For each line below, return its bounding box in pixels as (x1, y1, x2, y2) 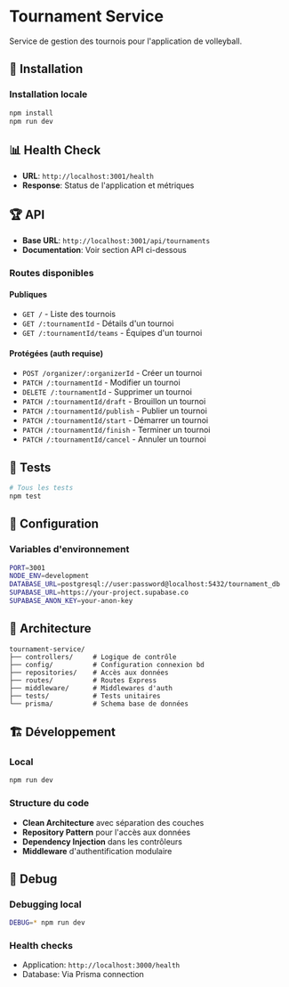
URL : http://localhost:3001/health (21, 171, 154, 182)
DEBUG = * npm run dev (9, 918, 86, 927)
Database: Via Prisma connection (21, 969, 145, 980)
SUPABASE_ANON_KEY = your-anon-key (9, 597, 133, 606)
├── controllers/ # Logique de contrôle (9, 652, 177, 661)
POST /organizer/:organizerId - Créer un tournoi (21, 368, 203, 379)
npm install (9, 109, 53, 118)
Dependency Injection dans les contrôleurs (21, 836, 183, 847)
